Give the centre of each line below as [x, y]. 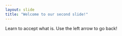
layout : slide [20, 10]
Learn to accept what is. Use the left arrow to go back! [61, 28]
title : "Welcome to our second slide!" [47, 14]
